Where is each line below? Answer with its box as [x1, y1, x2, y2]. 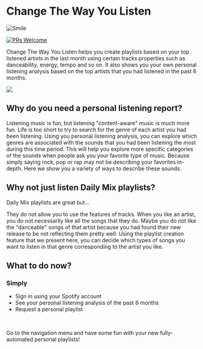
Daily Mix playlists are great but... [6, 198, 90, 206]
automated [6, 336, 33, 343]
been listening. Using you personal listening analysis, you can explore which [6, 132, 198, 140]
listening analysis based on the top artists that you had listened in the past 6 [6, 67, 197, 74]
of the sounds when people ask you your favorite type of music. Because [6, 151, 190, 159]
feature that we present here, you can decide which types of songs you [6, 236, 185, 243]
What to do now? [6, 261, 72, 271]
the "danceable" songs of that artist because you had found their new [6, 223, 181, 231]
